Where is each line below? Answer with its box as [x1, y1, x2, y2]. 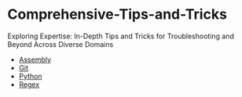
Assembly [18, 55, 52, 64]
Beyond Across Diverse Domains [7, 39, 114, 48]
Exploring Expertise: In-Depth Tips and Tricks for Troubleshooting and [7, 31, 235, 41]
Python [18, 71, 42, 81]
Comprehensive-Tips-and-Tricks [7, 5, 227, 23]
